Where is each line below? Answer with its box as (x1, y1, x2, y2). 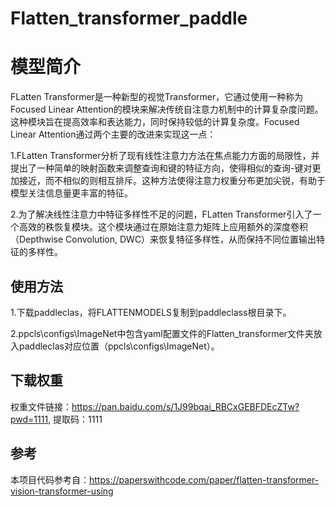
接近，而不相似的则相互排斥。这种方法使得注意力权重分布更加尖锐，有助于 (18, 175, 326, 187)
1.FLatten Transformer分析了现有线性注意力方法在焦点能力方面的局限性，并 (10, 150, 320, 162)
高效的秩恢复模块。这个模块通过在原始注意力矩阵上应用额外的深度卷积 (18, 221, 308, 233)
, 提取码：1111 (48, 413, 103, 425)
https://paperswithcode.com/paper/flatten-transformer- (89, 473, 320, 486)
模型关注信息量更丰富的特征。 (10, 187, 133, 199)
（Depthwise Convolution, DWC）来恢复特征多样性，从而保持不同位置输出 (10, 233, 317, 246)
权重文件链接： (10, 400, 72, 412)
